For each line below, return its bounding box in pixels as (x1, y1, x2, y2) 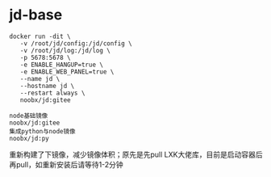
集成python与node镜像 (9, 127, 76, 135)
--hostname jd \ (19, 82, 75, 90)
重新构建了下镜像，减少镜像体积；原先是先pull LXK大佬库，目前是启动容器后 (9, 150, 263, 159)
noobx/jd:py (9, 134, 49, 142)
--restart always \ (19, 89, 85, 97)
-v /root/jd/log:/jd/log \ (19, 46, 111, 54)
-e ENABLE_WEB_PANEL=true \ (19, 67, 115, 76)
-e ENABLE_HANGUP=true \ (19, 61, 104, 69)
